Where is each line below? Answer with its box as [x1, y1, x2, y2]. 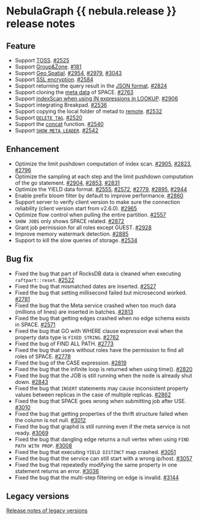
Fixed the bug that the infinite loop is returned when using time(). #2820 [14, 365, 193, 372]
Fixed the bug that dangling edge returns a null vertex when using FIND [14, 435, 189, 443]
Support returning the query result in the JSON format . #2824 [14, 82, 167, 89]
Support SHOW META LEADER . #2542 [14, 127, 99, 134]
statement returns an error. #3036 [14, 467, 99, 474]
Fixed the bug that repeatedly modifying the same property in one [14, 461, 177, 468]
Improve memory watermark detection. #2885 [14, 230, 129, 238]
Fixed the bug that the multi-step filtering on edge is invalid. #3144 [14, 474, 179, 481]
